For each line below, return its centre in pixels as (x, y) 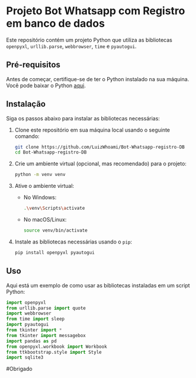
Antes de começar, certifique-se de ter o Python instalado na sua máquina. (98, 79)
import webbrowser (29, 313)
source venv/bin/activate (55, 230)
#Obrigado (19, 369)
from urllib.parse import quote (46, 308)
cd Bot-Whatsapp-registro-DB (51, 152)
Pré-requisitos (33, 65)
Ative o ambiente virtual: (44, 186)
